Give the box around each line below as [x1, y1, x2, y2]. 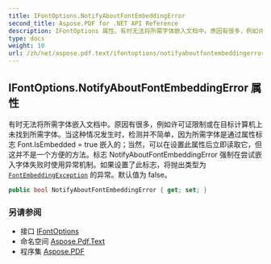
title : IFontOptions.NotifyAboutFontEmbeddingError [8, 11, 186, 20]
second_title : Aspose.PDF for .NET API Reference [8, 19, 179, 27]
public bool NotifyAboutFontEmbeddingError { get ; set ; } [8, 186, 207, 194]
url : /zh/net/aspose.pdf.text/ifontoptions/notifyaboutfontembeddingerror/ [8, 49, 269, 57]
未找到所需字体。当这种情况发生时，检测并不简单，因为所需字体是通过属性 [8, 129, 256, 139]
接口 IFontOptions [19, 226, 79, 236]
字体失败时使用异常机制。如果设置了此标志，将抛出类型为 [15, 159, 206, 170]
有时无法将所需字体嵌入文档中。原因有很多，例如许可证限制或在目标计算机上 [8, 119, 263, 129]
